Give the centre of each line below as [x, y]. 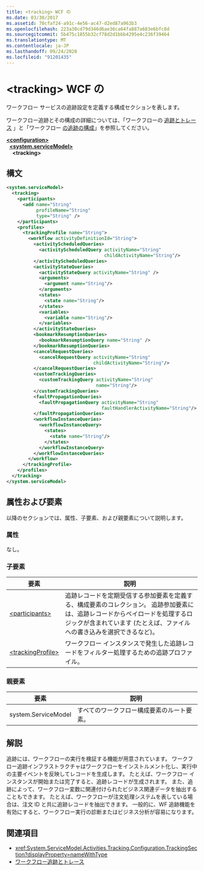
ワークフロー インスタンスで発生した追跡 [123, 644]
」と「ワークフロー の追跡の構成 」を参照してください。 [83, 128]
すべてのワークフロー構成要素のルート [131, 711]
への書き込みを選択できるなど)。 [112, 632]
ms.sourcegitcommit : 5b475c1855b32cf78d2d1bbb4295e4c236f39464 [88, 35]
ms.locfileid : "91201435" [39, 57]
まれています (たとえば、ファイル [143, 623]
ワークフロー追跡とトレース [50, 862]
